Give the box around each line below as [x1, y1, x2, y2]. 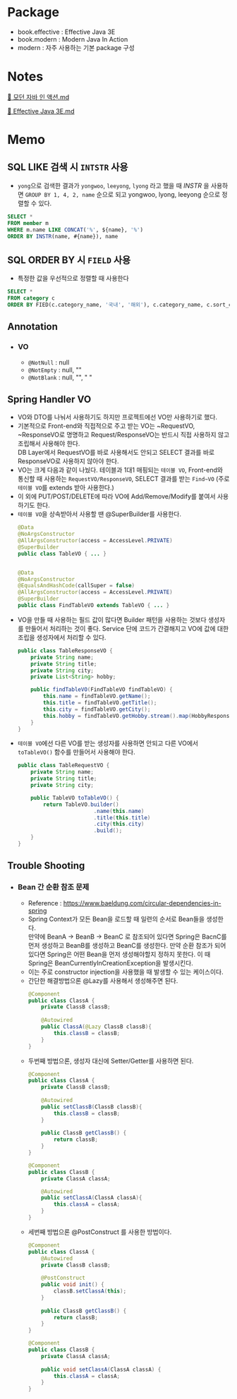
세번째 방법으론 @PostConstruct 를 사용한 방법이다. [28, 1228, 172, 1236]
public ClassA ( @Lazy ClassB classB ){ [41, 1023, 152, 1030]
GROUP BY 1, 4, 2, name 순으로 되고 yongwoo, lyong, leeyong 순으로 [25, 190, 221, 198]
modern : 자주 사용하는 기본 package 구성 [17, 43, 135, 51]
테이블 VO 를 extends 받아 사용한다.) [17, 484, 114, 492]
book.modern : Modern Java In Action [17, 35, 128, 43]
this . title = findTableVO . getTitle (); [43, 699, 157, 707]
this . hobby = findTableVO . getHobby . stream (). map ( [43, 712, 192, 719]
